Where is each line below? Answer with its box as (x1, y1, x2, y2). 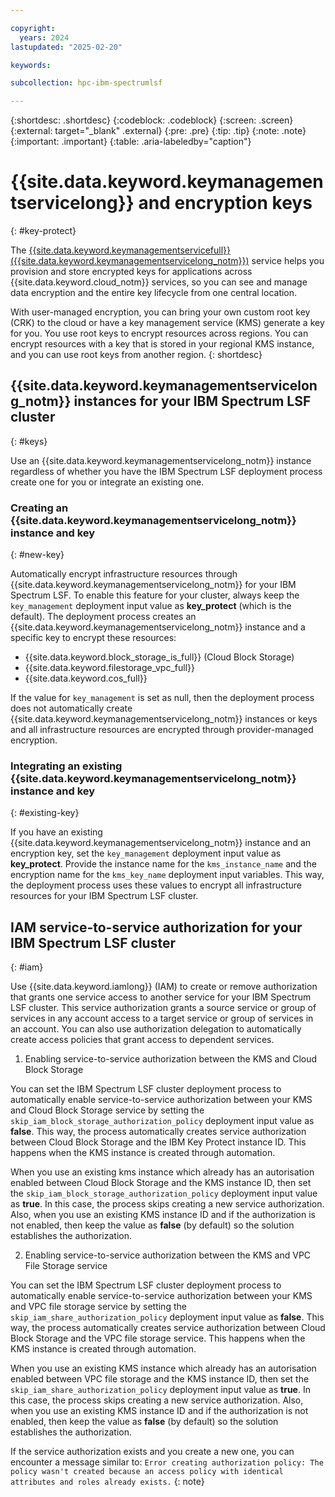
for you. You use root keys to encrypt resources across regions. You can (10, 327, 309, 340)
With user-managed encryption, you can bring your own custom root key (10, 306, 311, 318)
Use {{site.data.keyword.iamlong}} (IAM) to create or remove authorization (10, 981, 318, 993)
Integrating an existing (10, 759, 123, 773)
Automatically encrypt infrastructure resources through (10, 568, 238, 580)
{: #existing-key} (10, 807, 80, 819)
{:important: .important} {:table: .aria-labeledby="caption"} (10, 136, 252, 148)
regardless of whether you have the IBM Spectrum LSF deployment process (10, 465, 323, 477)
